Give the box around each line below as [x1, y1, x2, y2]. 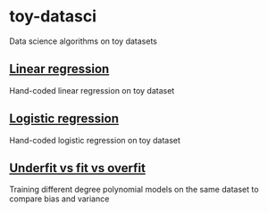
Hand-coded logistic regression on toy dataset [9, 135, 181, 145]
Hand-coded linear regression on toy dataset [9, 85, 175, 95]
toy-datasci [9, 6, 96, 27]
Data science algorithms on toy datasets [9, 36, 158, 46]
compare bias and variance [9, 193, 110, 204]
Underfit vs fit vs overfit [9, 160, 146, 176]
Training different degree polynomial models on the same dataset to [9, 184, 259, 195]
